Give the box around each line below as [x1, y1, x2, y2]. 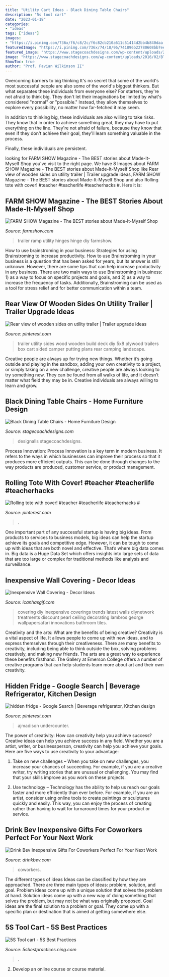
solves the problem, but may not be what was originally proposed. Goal [5, 898, 153, 904]
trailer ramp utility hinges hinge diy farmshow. [17, 237, 113, 243]
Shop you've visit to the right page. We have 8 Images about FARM [20, 161, 159, 167]
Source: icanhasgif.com [5, 599, 55, 605]
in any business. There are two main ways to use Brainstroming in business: [5, 269, 162, 275]
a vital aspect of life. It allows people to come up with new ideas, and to [5, 635, 153, 641]
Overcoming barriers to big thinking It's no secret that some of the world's [5, 78, 159, 84]
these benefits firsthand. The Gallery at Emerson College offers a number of [5, 656, 163, 662]
